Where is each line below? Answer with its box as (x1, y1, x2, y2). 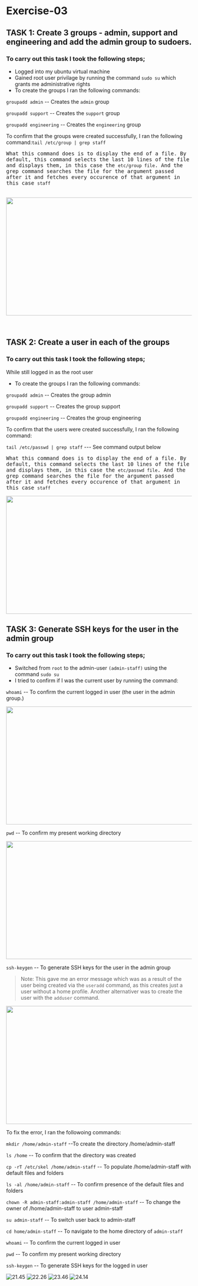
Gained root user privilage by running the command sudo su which (14, 74, 176, 81)
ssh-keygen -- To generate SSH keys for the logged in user (6, 1262, 148, 1269)
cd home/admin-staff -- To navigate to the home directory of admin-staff (6, 1228, 183, 1235)
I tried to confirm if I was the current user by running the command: (14, 677, 179, 684)
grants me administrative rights (14, 80, 90, 87)
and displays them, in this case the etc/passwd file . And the (6, 466, 186, 473)
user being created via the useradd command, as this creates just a (20, 981, 183, 989)
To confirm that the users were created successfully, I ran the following (6, 426, 179, 433)
